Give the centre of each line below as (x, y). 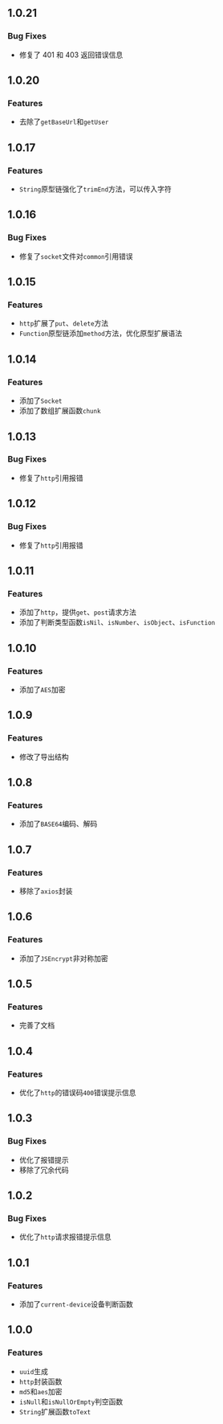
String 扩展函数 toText (55, 1411)
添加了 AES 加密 (42, 689)
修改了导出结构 (44, 757)
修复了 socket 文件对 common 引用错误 (76, 256)
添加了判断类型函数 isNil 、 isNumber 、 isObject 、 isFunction (117, 622)
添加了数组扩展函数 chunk (60, 411)
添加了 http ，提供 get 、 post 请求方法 (78, 612)
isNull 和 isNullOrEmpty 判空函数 (71, 1401)
